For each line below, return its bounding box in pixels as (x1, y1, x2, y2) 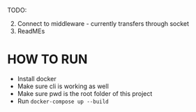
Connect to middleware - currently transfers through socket (17, 20, 190, 27)
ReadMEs (17, 27, 45, 35)
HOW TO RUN (7, 52, 88, 67)
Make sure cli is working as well (17, 82, 110, 90)
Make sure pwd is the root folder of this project (17, 89, 153, 97)
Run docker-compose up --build (17, 97, 110, 105)
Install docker (17, 74, 57, 83)
